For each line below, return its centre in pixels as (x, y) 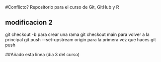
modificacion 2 (29, 22)
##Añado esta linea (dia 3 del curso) (42, 54)
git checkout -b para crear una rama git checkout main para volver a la (78, 34)
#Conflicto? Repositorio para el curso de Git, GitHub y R (62, 7)
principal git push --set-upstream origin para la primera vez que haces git (80, 39)
